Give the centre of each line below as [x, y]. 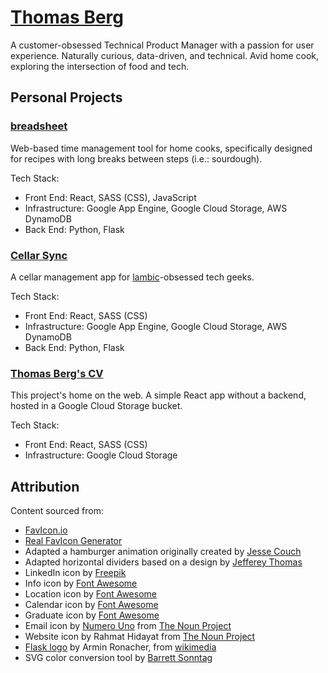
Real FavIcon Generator [73, 541]
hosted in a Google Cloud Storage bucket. [96, 406]
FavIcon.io [46, 530]
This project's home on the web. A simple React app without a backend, [158, 395]
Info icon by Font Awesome [81, 583]
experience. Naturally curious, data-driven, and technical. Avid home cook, [165, 55]
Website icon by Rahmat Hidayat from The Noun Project [140, 637]
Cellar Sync [39, 255]
